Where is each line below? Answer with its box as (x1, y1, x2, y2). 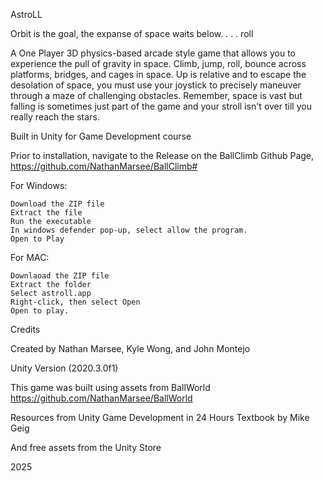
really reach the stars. (10, 111, 100, 123)
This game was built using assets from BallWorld (10, 382, 211, 393)
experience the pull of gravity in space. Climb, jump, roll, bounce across (10, 58, 307, 69)
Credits (10, 324, 41, 335)
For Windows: (10, 180, 68, 191)
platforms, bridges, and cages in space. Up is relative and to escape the (10, 69, 307, 80)
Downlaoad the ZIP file (10, 271, 110, 281)
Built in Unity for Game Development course (10, 130, 192, 142)
